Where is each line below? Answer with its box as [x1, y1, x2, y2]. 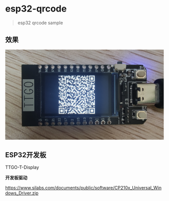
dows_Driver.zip [5, 190, 39, 196]
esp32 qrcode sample [17, 20, 63, 26]
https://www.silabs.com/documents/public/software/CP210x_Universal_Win [5, 185, 162, 191]
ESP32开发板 [5, 151, 46, 159]
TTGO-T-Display [5, 164, 39, 170]
